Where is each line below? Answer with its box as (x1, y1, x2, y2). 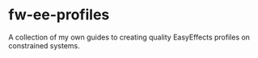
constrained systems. (8, 40, 81, 50)
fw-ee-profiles (8, 6, 110, 24)
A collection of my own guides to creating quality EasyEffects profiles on (8, 32, 251, 42)
